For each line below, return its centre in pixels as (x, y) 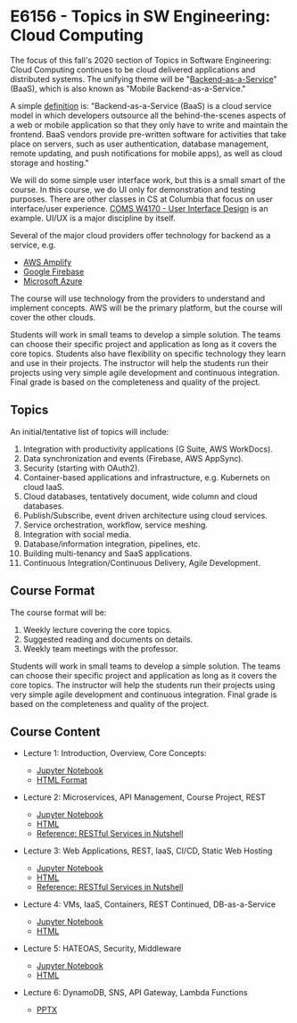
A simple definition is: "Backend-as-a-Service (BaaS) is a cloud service (141, 105)
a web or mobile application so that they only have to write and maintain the (149, 125)
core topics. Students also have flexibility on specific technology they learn (148, 353)
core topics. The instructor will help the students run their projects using (143, 685)
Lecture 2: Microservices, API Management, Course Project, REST (144, 797)
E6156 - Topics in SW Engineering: (140, 17)
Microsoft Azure (53, 281)
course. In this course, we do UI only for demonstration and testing (133, 189)
